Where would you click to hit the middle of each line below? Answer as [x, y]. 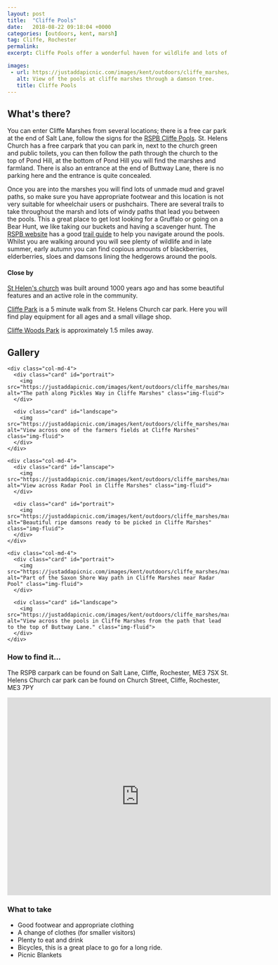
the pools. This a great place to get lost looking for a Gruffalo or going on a [115, 219]
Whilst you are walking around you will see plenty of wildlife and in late [110, 242]
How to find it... [34, 657]
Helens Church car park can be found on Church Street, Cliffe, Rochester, [114, 680]
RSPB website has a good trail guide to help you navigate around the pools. [116, 234]
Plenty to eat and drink [50, 940]
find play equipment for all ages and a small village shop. [90, 317]
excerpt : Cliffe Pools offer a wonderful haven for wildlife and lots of [118, 53]
